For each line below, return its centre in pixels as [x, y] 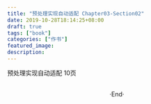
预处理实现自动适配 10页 [42, 73]
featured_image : [31, 46]
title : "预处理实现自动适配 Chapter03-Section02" [76, 14]
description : [26, 53]
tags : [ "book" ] [29, 33]
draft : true [24, 26]
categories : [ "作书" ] [38, 40]
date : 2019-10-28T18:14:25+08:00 [56, 20]
